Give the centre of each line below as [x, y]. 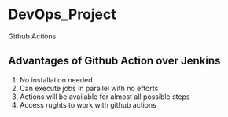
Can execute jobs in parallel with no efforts [89, 88]
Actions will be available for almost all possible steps [105, 97]
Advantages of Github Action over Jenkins [114, 61]
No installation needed [56, 79]
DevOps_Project [62, 15]
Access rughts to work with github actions [88, 104]
